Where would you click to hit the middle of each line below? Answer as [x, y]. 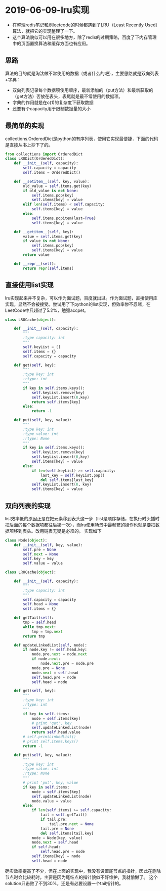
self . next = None [41, 554]
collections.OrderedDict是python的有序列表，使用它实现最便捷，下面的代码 [82, 139]
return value [36, 255]
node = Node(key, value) [57, 838]
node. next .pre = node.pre [67, 664]
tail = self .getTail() [64, 815]
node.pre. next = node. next [59, 654]
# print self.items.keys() [51, 742]
